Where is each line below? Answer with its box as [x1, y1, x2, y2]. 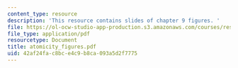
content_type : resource [7, 10, 78, 18]
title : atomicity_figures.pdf [7, 43, 97, 50]
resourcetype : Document [7, 37, 78, 44]
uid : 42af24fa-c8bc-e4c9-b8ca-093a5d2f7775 [7, 50, 138, 57]
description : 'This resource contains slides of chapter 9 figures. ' [7, 17, 220, 24]
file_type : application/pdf [7, 30, 91, 38]
